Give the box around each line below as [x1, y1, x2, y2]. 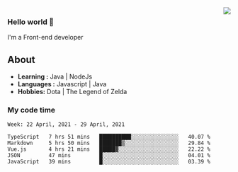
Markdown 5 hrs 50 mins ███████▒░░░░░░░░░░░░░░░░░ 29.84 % [7, 139, 211, 147]
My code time [7, 105, 55, 115]
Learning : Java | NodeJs [17, 72, 93, 81]
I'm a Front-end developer [7, 33, 84, 42]
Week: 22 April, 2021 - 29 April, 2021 [7, 121, 125, 128]
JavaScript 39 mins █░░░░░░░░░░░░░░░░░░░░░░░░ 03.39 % [7, 159, 211, 166]
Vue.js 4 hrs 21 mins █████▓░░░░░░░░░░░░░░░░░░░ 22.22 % [7, 146, 211, 153]
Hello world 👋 [7, 17, 55, 27]
